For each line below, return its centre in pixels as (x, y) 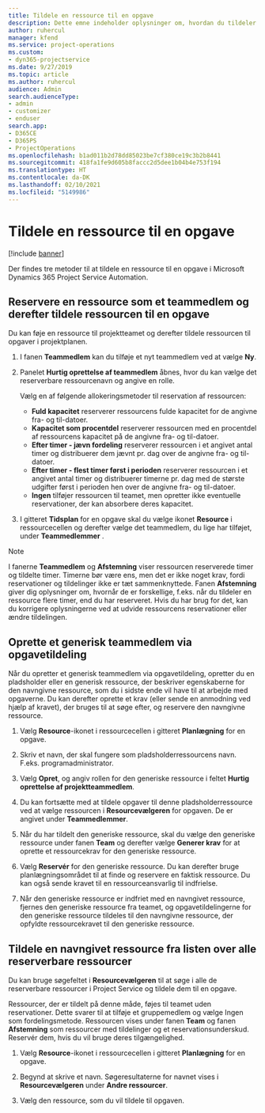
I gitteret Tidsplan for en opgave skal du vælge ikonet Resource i (126, 519)
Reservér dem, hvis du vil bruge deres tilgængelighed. (97, 1037)
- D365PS (23, 141)
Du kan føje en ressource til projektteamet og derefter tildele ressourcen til (129, 333)
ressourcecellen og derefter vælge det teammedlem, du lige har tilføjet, (136, 528)
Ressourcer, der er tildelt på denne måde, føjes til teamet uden (110, 1004)
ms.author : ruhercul (42, 82)
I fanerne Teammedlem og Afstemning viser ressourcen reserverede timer (131, 567)
